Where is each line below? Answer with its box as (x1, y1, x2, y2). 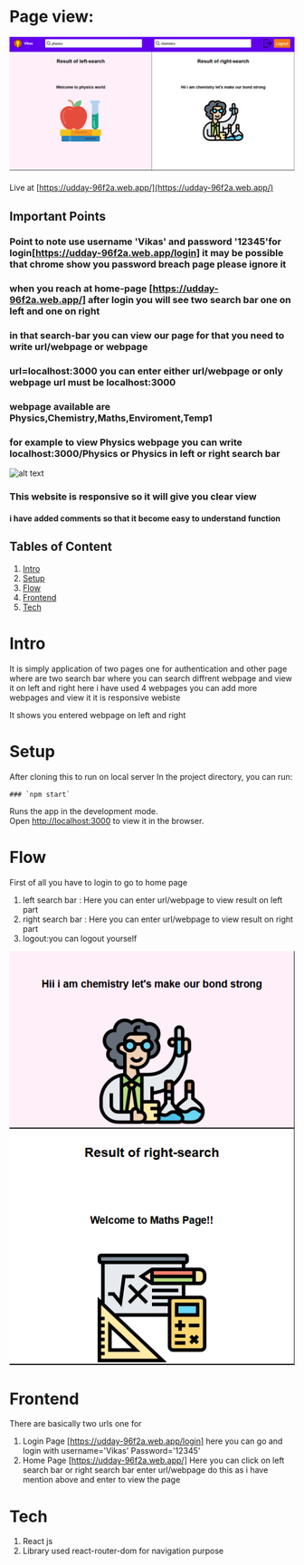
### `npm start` (9, 790, 71, 799)
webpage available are (9, 401, 111, 413)
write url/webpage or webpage (9, 341, 148, 354)
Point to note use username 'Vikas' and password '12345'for (9, 235, 282, 248)
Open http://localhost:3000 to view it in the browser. (9, 815, 204, 826)
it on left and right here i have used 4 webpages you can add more (9, 682, 258, 693)
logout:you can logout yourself (22, 933, 138, 944)
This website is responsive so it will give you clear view (9, 490, 257, 503)
